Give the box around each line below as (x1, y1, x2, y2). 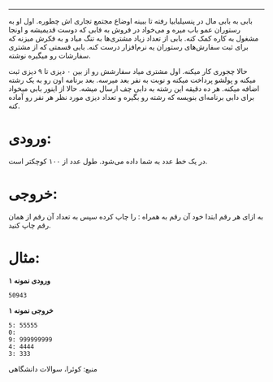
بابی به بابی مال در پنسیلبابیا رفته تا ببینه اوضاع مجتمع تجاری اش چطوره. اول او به (8, 16, 253, 25)
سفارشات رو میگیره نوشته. (8, 50, 91, 60)
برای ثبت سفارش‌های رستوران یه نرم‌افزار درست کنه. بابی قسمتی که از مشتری (8, 42, 249, 51)
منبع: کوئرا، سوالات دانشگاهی (8, 363, 97, 374)
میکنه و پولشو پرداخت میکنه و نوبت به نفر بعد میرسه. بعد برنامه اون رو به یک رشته (8, 75, 256, 85)
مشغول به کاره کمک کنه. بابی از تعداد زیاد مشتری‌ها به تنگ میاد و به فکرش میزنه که (8, 33, 259, 43)
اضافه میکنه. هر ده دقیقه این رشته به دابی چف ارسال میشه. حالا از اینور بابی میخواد (8, 84, 260, 93)
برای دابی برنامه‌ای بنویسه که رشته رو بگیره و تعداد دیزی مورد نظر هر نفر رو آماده (8, 93, 254, 102)
